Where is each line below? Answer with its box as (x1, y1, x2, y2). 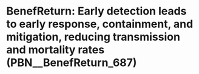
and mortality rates (6, 43, 105, 57)
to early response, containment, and (6, 17, 194, 31)
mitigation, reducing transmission (6, 30, 181, 44)
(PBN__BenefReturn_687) (6, 56, 137, 70)
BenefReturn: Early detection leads (6, 4, 187, 18)
